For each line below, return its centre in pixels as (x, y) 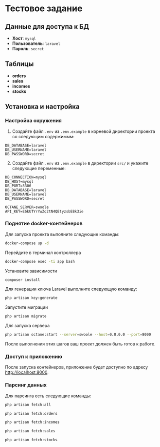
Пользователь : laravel (36, 43)
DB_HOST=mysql (19, 181)
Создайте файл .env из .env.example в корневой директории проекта (84, 131)
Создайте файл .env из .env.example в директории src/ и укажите (80, 163)
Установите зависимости (31, 271)
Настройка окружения (34, 121)
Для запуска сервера (27, 326)
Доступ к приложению (34, 356)
